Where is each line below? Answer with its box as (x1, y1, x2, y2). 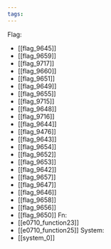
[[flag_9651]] (17, 74, 55, 83)
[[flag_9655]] (17, 89, 56, 98)
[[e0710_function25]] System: (17, 225, 105, 234)
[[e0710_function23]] (17, 218, 80, 227)
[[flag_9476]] (17, 127, 57, 136)
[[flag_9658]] (17, 195, 57, 204)
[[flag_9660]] (17, 66, 57, 75)
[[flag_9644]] (17, 119, 57, 128)
